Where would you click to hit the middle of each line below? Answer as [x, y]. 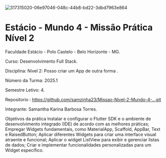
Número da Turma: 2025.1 [31, 80]
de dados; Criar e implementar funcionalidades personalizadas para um [78, 145]
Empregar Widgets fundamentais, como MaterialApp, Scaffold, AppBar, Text [83, 129]
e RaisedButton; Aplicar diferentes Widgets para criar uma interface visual [81, 134]
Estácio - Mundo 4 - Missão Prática [79, 28]
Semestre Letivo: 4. [25, 90]
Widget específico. [24, 150]
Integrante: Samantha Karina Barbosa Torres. [51, 109]
